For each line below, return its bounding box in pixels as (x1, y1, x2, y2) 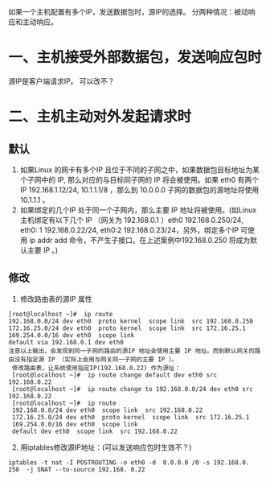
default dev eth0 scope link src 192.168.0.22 (11, 427, 178, 435)
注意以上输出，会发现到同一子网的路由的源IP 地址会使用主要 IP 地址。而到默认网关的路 (8, 347, 261, 355)
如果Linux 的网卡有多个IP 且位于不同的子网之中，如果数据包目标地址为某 (19, 164, 260, 175)
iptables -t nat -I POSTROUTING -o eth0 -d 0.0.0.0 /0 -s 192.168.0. (8, 458, 250, 467)
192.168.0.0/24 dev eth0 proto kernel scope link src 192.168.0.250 (8, 317, 253, 325)
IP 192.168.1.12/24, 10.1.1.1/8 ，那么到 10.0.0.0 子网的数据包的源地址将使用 (19, 184, 260, 195)
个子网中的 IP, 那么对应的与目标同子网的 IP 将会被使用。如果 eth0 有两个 (19, 175, 260, 184)
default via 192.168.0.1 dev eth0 (8, 338, 125, 346)
